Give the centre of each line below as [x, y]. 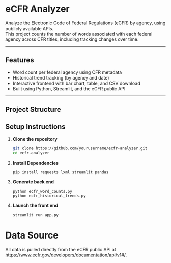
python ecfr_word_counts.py [42, 191]
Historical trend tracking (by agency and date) [61, 77]
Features [20, 60]
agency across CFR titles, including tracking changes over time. [72, 39]
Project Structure [33, 109]
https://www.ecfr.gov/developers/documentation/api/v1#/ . [66, 255]
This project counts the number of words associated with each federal [79, 34]
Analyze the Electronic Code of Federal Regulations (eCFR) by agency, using [85, 23]
